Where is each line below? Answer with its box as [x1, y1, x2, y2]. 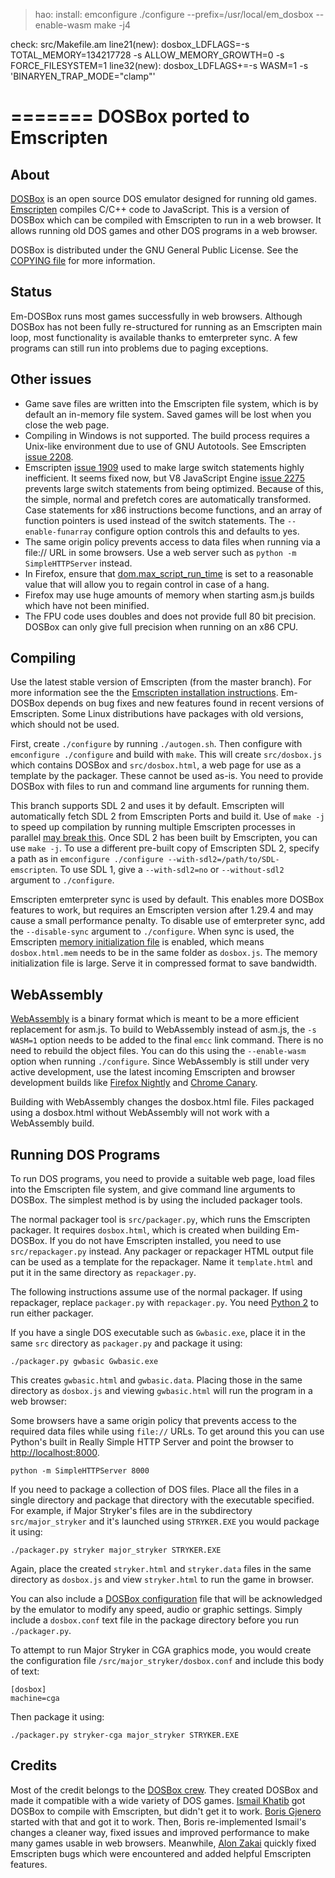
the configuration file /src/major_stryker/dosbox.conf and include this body [10, 1655, 325, 1667]
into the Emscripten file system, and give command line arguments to [10, 1184, 296, 1196]
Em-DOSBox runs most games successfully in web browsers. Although [10, 310, 303, 322]
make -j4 [93, 19, 132, 31]
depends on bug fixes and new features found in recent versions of [46, 697, 325, 709]
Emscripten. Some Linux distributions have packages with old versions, [10, 708, 304, 720]
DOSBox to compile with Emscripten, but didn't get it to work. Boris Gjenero [10, 1805, 322, 1817]
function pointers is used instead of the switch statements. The [24, 514, 286, 526]
